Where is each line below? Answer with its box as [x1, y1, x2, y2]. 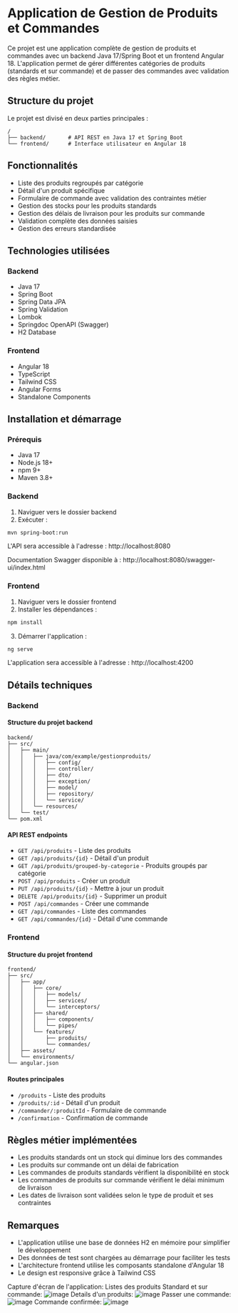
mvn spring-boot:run [7, 529, 69, 536]
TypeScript [17, 369, 51, 378]
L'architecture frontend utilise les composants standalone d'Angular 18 [17, 1261, 224, 1269]
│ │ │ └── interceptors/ [7, 1004, 100, 1011]
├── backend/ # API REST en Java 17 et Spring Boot [7, 134, 183, 141]
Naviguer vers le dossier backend [17, 507, 117, 516]
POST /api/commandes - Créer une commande [17, 899, 150, 908]
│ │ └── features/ [7, 1029, 75, 1036]
